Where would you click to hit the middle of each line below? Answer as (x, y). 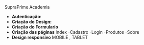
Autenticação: (27, 16)
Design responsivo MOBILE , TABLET (50, 37)
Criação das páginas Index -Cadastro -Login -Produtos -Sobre (75, 32)
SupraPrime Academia (27, 7)
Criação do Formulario (35, 27)
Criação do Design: (32, 22)
